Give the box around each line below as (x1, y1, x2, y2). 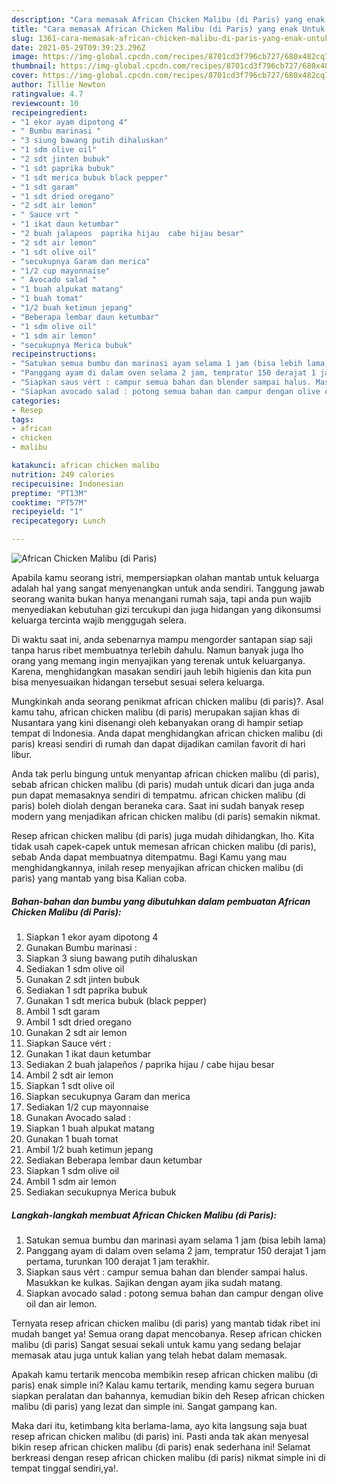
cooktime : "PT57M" (11, 497, 88, 508)
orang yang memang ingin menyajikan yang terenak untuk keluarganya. (11, 655, 306, 666)
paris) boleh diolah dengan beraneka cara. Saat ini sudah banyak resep (11, 800, 305, 811)
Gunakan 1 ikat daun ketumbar (25, 1047, 151, 1060)
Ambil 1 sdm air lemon (25, 1175, 117, 1187)
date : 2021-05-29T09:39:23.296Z (11, 42, 146, 53)
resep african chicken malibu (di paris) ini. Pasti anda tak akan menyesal (11, 1430, 309, 1442)
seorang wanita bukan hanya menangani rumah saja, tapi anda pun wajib (11, 593, 312, 605)
